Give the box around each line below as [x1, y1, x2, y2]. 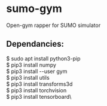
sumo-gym [6, 2, 63, 16]
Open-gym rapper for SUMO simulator [6, 22, 101, 29]
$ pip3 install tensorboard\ [6, 93, 72, 100]
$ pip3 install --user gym [6, 68, 68, 75]
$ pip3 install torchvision [6, 86, 67, 94]
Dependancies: [6, 39, 65, 49]
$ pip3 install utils [6, 74, 50, 81]
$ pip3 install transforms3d [6, 80, 73, 87]
